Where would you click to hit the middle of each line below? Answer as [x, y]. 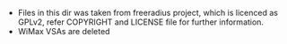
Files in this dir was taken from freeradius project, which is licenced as [148, 13]
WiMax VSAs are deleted [64, 31]
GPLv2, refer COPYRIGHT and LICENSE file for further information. [141, 22]
